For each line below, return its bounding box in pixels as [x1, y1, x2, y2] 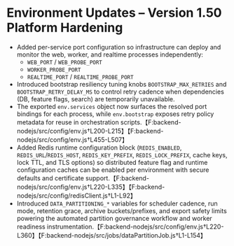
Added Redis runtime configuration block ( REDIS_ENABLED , [16, 143, 182, 152]
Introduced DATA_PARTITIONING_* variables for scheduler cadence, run [16, 199, 218, 208]
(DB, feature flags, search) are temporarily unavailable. [16, 94, 176, 103]
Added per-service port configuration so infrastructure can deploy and [16, 43, 221, 51]
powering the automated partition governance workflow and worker [16, 214, 213, 222]
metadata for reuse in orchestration [16, 117, 120, 126]
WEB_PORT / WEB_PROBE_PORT [27, 57, 103, 66]
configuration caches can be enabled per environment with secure [16, 166, 209, 174]
